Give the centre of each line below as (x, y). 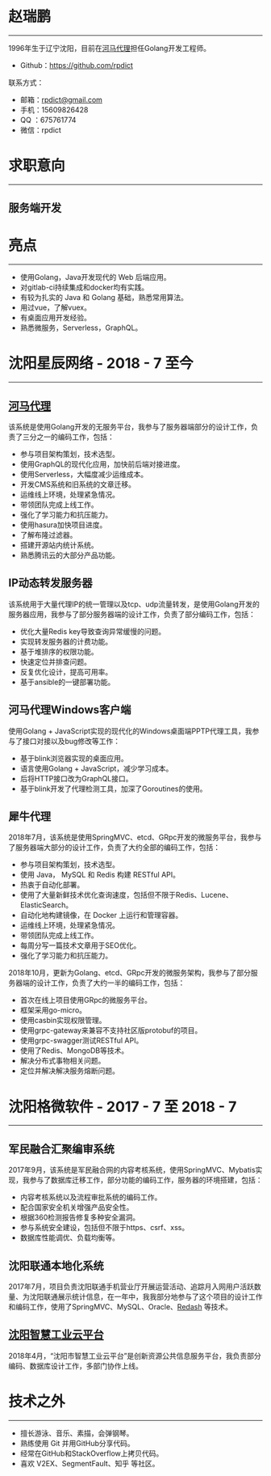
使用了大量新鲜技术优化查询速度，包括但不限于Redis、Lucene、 (126, 895)
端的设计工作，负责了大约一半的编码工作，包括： (104, 983)
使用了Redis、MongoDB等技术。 (74, 1051)
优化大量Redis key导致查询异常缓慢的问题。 (93, 631)
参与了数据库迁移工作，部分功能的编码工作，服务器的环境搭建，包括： (146, 1180)
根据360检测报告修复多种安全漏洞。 (79, 1217)
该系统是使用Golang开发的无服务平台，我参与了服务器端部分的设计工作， (130, 426)
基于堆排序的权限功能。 (59, 651)
